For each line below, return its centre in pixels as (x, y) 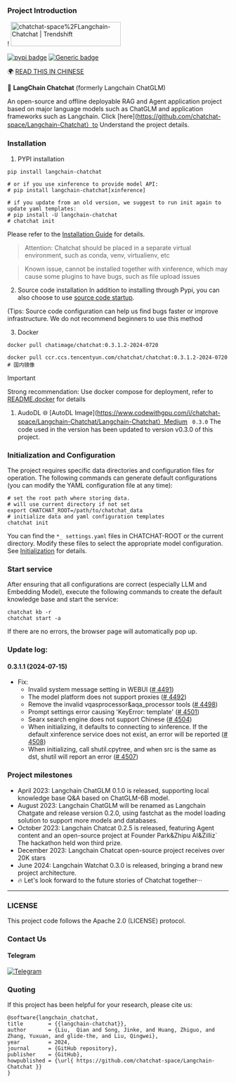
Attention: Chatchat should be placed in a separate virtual (108, 248)
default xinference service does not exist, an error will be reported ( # (128, 735)
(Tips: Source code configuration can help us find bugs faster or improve (113, 311)
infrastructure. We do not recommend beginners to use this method (105, 318)
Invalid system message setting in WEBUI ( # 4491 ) (101, 690)
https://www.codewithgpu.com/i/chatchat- (159, 412)
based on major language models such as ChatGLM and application (105, 109)
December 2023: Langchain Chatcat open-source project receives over (121, 850)
